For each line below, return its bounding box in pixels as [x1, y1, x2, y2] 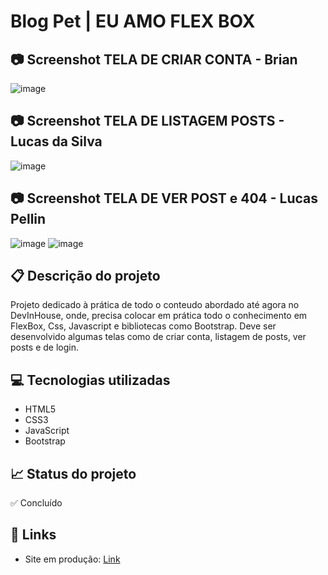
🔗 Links [10, 526, 57, 544]
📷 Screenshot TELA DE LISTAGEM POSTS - [10, 113, 285, 130]
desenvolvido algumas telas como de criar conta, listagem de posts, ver [10, 331, 307, 343]
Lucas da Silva [10, 133, 103, 150]
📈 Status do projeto [10, 465, 137, 482]
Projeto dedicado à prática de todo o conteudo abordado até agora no [10, 299, 300, 311]
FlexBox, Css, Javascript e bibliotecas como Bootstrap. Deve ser [10, 320, 277, 332]
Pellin [10, 211, 47, 228]
